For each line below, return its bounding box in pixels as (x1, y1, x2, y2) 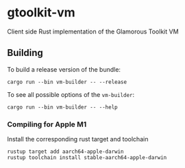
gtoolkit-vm (7, 5, 75, 20)
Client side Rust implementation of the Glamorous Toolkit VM (7, 27, 180, 36)
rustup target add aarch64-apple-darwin (7, 148, 125, 155)
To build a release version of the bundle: (7, 65, 121, 73)
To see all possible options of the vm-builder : (7, 90, 135, 98)
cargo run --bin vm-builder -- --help (7, 104, 118, 111)
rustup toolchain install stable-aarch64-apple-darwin (7, 154, 167, 161)
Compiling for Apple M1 (7, 120, 87, 129)
